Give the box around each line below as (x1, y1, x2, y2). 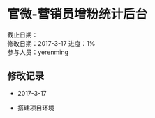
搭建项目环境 (17, 103, 54, 112)
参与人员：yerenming (7, 48, 68, 56)
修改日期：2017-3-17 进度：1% (7, 39, 96, 47)
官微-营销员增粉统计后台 (7, 6, 148, 22)
